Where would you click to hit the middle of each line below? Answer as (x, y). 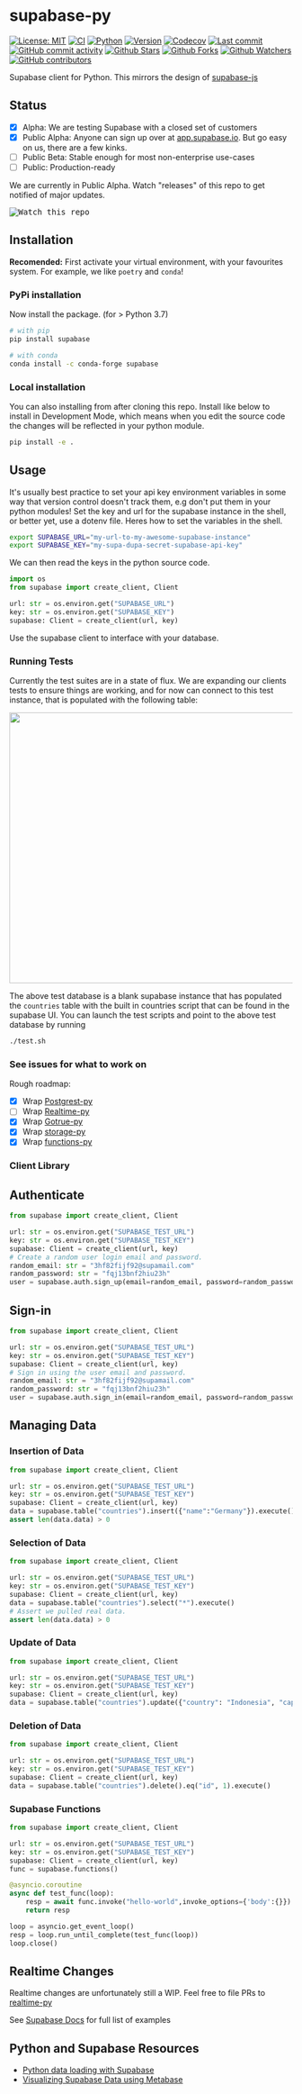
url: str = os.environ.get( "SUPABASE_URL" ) (92, 604)
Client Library (40, 1165)
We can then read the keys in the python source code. (110, 563)
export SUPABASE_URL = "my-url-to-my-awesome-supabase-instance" (130, 537)
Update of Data (43, 1643)
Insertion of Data (47, 1451)
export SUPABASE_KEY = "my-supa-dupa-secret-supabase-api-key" (126, 546)
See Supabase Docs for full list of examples (90, 2020)
